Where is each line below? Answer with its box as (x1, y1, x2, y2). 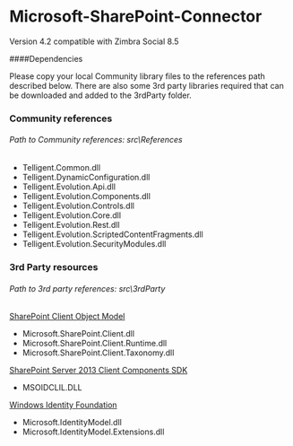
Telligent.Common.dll (22, 162, 101, 173)
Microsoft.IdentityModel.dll (22, 417, 123, 428)
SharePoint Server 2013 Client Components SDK (9, 365, 188, 376)
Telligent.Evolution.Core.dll (22, 210, 122, 221)
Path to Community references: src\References (9, 135, 183, 145)
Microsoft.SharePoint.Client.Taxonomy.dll (22, 347, 175, 358)
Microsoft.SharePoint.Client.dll (22, 328, 135, 339)
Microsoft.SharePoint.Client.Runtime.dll (22, 338, 168, 349)
